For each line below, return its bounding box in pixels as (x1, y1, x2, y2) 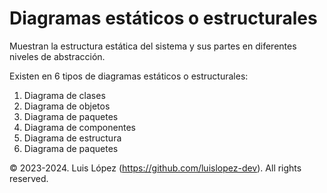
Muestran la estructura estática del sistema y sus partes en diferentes (9, 40, 297, 52)
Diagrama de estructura (23, 132, 122, 144)
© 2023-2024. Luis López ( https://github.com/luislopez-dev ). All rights (9, 162, 302, 174)
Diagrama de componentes (23, 121, 136, 133)
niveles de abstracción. (9, 50, 106, 62)
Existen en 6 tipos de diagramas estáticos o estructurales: (9, 70, 249, 82)
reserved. (9, 172, 49, 184)
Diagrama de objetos (23, 100, 111, 112)
